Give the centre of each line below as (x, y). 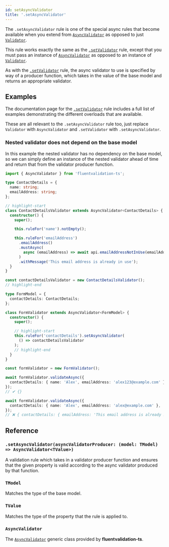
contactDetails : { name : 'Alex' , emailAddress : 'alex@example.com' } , (85, 405)
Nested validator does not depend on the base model (71, 143)
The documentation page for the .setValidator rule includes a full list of (80, 109)
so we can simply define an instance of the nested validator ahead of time (82, 159)
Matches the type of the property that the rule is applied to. (67, 516)
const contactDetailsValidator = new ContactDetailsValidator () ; (75, 280)
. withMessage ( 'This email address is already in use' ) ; (78, 262)
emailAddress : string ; (33, 192)
